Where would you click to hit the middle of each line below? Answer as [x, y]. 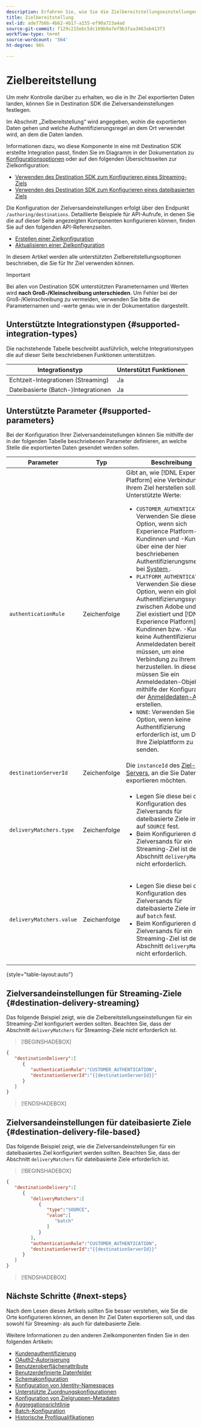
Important [18, 275]
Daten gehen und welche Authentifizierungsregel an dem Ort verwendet [96, 128]
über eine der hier [161, 547]
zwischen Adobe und [166, 607]
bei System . [154, 569]
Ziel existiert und [160, 614]
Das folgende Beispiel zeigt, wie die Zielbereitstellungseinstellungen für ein [99, 1018]
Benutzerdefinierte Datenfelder [53, 1372]
